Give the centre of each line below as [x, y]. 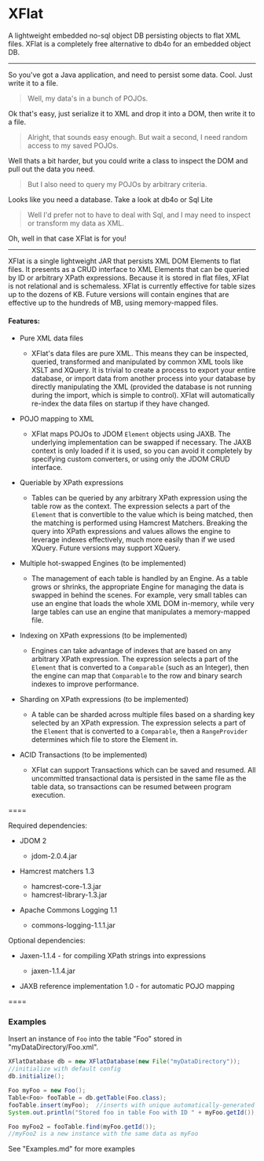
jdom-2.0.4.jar [54, 856]
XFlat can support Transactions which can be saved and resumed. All [143, 770]
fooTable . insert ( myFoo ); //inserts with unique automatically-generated [132, 1105]
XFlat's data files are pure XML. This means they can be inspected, [140, 354]
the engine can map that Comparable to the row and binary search [137, 676]
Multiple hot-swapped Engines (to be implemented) [103, 564]
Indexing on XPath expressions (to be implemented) [103, 636]
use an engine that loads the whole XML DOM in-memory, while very [143, 604]
